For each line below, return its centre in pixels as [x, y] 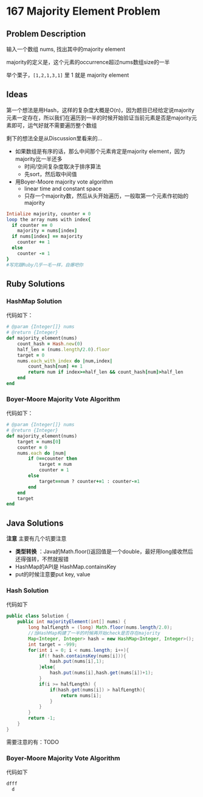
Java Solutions [35, 523]
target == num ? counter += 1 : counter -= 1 [89, 481]
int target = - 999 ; [53, 645]
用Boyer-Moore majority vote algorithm [64, 182]
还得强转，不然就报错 [42, 559]
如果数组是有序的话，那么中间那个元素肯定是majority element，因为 [100, 151]
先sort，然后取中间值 [50, 174]
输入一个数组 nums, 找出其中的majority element [66, 49]
